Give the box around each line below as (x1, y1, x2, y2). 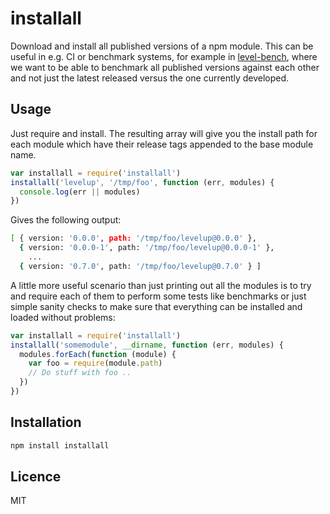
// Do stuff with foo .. (28, 368, 132, 378)
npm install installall (10, 440, 110, 451)
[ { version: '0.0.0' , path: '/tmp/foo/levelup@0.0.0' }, (10, 233, 257, 244)
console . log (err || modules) (19, 187, 141, 197)
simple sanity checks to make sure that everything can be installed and (10, 300, 303, 312)
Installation (10, 414, 82, 431)
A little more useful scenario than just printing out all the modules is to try (10, 279, 312, 291)
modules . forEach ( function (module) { (19, 349, 177, 359)
